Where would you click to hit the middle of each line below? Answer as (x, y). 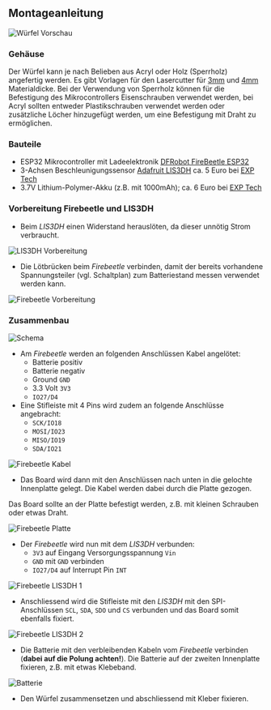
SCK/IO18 (47, 423)
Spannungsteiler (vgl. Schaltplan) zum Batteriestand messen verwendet (140, 275)
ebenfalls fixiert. (47, 618)
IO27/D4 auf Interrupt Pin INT (79, 570)
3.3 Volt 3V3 (51, 388)
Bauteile (25, 144)
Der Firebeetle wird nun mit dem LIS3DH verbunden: (108, 544)
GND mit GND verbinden (68, 561)
